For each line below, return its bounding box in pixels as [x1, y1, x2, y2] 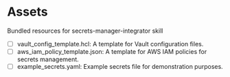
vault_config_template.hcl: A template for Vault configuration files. [16, 40, 204, 48]
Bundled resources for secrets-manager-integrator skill [7, 27, 163, 35]
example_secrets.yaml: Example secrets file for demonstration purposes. [16, 63, 223, 71]
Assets [7, 4, 48, 20]
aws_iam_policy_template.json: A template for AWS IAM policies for [16, 48, 207, 55]
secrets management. [16, 55, 79, 63]
